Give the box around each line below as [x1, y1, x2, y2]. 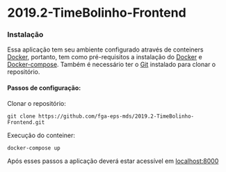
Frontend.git [7, 118, 45, 126]
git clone [7, 113, 36, 120]
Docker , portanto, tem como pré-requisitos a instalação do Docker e [7, 53, 203, 61]
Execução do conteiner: [7, 131, 75, 139]
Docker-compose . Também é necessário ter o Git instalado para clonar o [7, 61, 216, 69]
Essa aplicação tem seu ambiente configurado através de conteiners [7, 45, 204, 54]
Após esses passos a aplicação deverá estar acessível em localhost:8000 [7, 157, 219, 165]
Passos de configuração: [7, 84, 81, 92]
